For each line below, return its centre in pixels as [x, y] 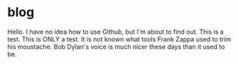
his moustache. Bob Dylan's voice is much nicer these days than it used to [116, 46]
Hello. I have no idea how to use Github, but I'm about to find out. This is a [115, 32]
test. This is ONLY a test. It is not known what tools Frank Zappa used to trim [119, 39]
